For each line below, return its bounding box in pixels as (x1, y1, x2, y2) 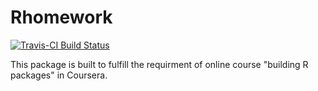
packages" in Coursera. (10, 69, 108, 81)
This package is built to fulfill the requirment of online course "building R (10, 58, 309, 70)
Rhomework (10, 6, 113, 29)
